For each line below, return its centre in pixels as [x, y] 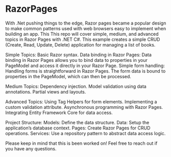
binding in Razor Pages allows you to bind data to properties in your [77, 60]
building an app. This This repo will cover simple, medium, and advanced [82, 34]
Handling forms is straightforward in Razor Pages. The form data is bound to [86, 71]
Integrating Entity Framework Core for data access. [59, 113]
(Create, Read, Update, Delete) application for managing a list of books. [80, 44]
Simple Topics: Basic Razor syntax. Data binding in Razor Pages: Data [79, 55]
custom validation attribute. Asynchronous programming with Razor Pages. [84, 107]
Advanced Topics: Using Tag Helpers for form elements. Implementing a [81, 102]
